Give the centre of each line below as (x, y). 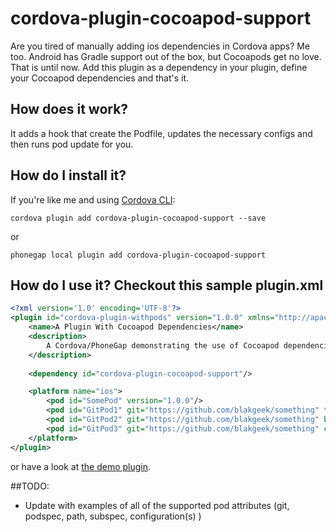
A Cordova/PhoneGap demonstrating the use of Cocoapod (163, 345)
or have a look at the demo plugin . (81, 466)
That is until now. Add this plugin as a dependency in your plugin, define (159, 67)
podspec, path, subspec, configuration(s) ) (113, 516)
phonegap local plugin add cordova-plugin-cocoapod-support (138, 255)
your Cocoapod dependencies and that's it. (100, 78)
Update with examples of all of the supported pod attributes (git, (157, 505)
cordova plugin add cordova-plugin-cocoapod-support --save (138, 218)
